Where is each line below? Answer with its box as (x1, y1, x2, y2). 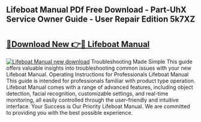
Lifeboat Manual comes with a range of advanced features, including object (6, 84, 193, 91)
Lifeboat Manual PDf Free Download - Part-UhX (6, 5, 187, 15)
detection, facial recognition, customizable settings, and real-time (6, 90, 169, 97)
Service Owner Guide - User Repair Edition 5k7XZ (6, 14, 196, 25)
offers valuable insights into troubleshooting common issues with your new (6, 64, 192, 72)
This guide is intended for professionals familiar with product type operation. (6, 78, 196, 84)
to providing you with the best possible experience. (6, 109, 133, 116)
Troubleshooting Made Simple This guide (91, 58, 193, 65)
